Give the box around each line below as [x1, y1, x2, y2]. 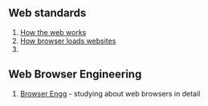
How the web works [19, 27, 87, 37]
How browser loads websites [19, 36, 116, 45]
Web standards [8, 6, 87, 20]
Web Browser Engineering [8, 68, 142, 81]
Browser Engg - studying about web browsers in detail [19, 88, 201, 98]
